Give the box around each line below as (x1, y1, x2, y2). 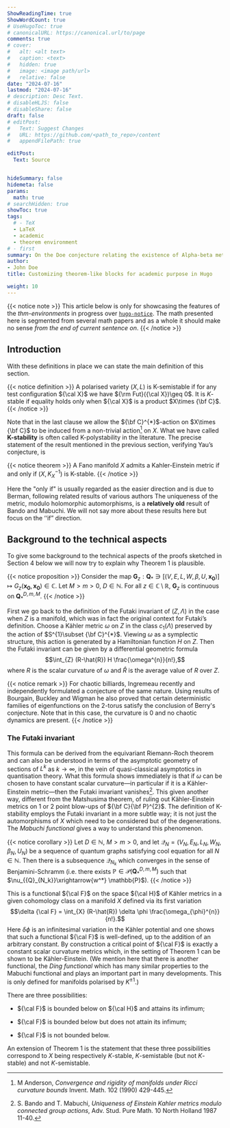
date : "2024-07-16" (7, 80, 63, 87)
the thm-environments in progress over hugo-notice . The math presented (7, 309, 214, 317)
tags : (7, 214, 23, 220)
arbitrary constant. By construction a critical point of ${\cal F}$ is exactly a (7, 940, 218, 948)
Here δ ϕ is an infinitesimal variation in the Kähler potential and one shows (7, 925, 214, 934)
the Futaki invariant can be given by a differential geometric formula (7, 645, 199, 653)
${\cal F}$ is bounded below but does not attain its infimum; (16, 1017, 187, 1026)
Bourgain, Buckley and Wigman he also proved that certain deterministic (7, 694, 211, 702)
